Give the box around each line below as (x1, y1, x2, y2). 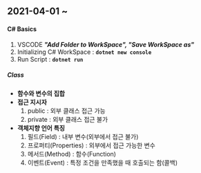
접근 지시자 (17, 98, 47, 106)
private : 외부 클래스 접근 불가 (27, 115, 108, 123)
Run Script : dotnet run (17, 55, 84, 63)
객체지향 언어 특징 (17, 124, 66, 132)
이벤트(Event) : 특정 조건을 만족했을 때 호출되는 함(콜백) (27, 158, 178, 167)
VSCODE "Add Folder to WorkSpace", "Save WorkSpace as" (17, 40, 195, 48)
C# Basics (7, 24, 37, 33)
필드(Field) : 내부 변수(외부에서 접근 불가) (27, 132, 139, 140)
